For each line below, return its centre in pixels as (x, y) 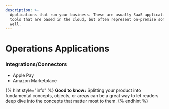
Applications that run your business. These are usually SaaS (76, 15)
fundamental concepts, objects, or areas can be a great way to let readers (82, 95)
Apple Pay (23, 75)
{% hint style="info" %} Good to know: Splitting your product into (73, 90)
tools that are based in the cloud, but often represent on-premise (83, 19)
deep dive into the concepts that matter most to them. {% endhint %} (77, 101)
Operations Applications (57, 49)
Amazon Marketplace (34, 80)
